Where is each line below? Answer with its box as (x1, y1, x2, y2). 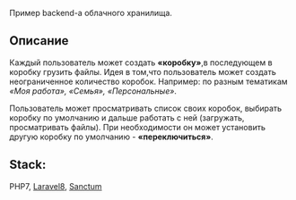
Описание (9, 33, 69, 48)
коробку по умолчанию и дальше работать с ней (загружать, (9, 112, 245, 123)
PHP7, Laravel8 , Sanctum (9, 180, 102, 191)
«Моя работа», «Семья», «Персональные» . (9, 85, 178, 96)
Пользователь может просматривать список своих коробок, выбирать (9, 103, 283, 113)
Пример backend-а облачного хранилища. (9, 8, 173, 18)
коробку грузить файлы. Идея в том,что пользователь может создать (9, 66, 276, 77)
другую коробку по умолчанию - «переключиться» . (9, 131, 213, 142)
